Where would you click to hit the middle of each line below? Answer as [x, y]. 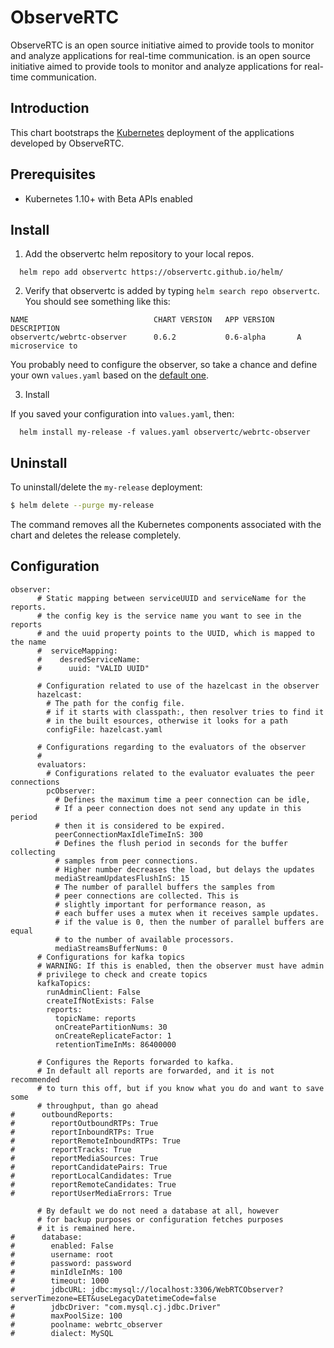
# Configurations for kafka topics [111, 957]
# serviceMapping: [77, 651]
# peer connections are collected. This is [147, 896]
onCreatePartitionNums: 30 [111, 1027]
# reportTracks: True [71, 1149]
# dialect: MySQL [62, 1333]
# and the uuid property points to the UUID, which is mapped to [175, 633]
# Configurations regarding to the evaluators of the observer [171, 747]
